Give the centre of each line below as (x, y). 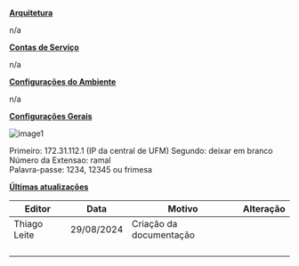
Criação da (155, 224)
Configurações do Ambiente (63, 82)
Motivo (183, 209)
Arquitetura (31, 13)
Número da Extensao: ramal (60, 160)
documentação (164, 235)
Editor (37, 209)
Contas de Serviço (44, 47)
